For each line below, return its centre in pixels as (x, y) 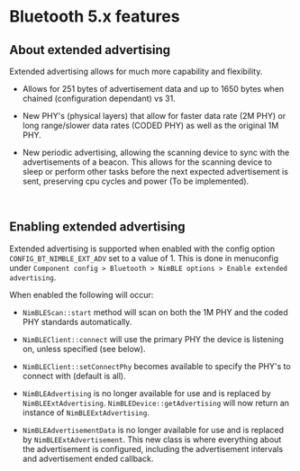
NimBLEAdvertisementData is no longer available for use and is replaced (153, 430)
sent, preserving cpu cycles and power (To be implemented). (136, 181)
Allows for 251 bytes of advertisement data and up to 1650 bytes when (153, 89)
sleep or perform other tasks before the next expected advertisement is (155, 172)
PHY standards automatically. (77, 322)
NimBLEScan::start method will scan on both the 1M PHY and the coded (155, 312)
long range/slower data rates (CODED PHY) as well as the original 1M (150, 125)
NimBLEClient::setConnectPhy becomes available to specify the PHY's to (156, 366)
